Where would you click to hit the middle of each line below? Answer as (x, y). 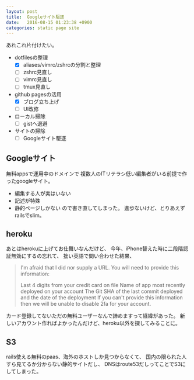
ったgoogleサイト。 (30, 181)
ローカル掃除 (30, 116)
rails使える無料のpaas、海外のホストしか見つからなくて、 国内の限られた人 (96, 357)
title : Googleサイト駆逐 (35, 17)
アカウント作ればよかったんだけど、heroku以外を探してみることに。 (98, 323)
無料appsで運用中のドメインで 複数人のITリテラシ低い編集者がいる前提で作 (97, 174)
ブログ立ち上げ (41, 101)
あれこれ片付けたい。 (31, 45)
